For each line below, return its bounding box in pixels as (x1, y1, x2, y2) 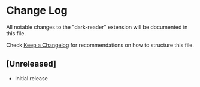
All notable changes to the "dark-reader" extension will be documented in (6, 23, 188, 31)
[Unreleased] (6, 59, 57, 69)
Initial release (14, 74, 48, 82)
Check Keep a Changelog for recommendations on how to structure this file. (6, 41, 195, 49)
